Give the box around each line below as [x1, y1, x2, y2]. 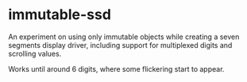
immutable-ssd [8, 6, 111, 24]
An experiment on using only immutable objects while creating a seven [8, 32, 240, 41]
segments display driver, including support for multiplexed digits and [8, 40, 233, 49]
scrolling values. [8, 49, 62, 58]
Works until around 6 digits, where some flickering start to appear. [8, 64, 225, 73]
